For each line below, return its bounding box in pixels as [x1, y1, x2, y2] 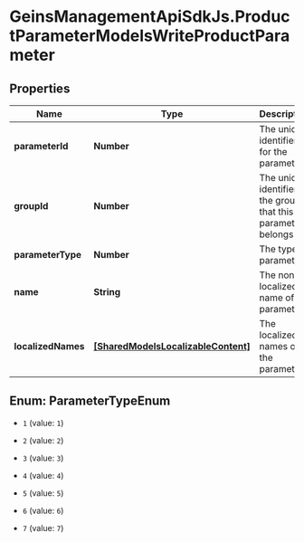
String [93, 286, 121, 298]
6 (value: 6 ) [22, 505, 64, 516]
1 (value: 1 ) [22, 417, 64, 428]
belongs [259, 228, 294, 241]
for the [259, 146, 288, 157]
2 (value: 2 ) [22, 434, 64, 445]
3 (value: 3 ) [22, 452, 64, 463]
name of [259, 291, 295, 304]
